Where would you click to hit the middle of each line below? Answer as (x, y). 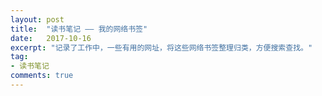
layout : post (37, 19)
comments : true (42, 76)
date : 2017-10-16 (51, 38)
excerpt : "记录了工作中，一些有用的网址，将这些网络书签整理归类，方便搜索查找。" (161, 47)
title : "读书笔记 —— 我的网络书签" (79, 29)
